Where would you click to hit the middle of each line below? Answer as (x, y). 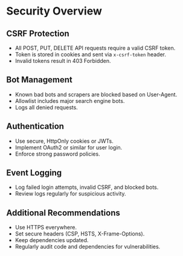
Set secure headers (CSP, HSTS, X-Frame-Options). (80, 234)
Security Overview (54, 11)
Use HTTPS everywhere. (46, 228)
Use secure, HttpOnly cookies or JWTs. (64, 141)
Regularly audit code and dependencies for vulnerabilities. (88, 247)
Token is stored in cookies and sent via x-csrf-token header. (90, 54)
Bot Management (39, 80)
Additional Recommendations (63, 213)
